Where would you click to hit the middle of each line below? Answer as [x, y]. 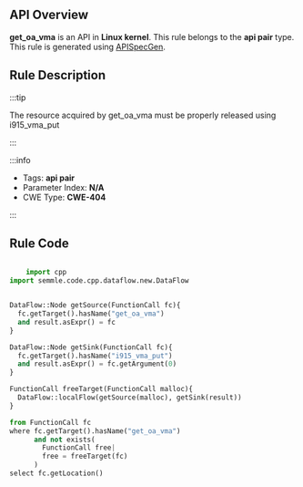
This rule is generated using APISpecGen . [88, 47]
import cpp [46, 273]
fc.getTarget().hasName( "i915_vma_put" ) [95, 356]
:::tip [18, 97]
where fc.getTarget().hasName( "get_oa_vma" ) [95, 431]
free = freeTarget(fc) [85, 456]
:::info [20, 160]
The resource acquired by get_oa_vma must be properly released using [143, 115]
